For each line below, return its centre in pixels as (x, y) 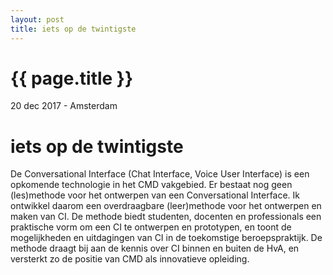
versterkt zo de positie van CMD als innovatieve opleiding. (130, 259)
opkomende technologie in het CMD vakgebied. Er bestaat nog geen (151, 185)
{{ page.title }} (72, 78)
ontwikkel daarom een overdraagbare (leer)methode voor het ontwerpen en (166, 206)
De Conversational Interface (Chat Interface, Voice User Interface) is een (160, 174)
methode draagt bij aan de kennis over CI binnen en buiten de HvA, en (155, 248)
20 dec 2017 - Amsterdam (64, 106)
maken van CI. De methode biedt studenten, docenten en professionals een (166, 217)
